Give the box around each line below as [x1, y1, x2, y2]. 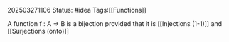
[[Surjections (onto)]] [7, 27, 70, 35]
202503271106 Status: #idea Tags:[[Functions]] [7, 6, 147, 14]
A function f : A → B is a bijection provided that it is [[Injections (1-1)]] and [7, 20, 223, 27]
